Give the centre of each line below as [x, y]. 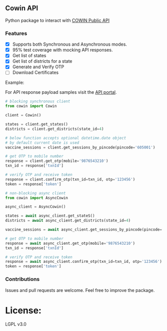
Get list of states [29, 56]
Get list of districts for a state [42, 61]
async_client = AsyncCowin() [35, 207]
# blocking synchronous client [38, 102]
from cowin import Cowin [31, 106]
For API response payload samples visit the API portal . [61, 92]
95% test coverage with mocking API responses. [62, 50]
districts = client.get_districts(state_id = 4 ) [54, 129]
